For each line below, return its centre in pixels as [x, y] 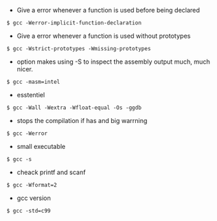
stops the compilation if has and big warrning [82, 121]
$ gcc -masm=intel [33, 82]
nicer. [25, 69]
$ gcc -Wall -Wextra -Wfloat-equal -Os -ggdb [74, 108]
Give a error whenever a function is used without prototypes [104, 36]
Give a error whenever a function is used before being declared [108, 10]
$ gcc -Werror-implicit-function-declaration [74, 23]
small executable [41, 147]
